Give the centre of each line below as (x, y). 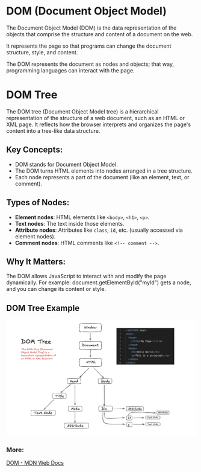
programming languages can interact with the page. (70, 70)
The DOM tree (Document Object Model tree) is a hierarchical (82, 111)
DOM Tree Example (43, 308)
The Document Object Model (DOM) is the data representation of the (91, 28)
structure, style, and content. (42, 52)
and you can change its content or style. (56, 289)
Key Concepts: (35, 150)
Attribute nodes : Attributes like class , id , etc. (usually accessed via (99, 230)
